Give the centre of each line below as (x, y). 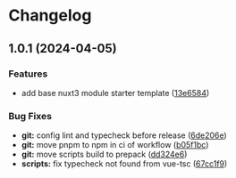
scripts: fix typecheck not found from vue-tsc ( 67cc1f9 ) (124, 164)
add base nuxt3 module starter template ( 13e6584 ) (115, 93)
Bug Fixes (30, 116)
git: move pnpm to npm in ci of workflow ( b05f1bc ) (115, 145)
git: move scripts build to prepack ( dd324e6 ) (104, 154)
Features (28, 74)
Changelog (50, 16)
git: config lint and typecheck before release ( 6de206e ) (124, 135)
